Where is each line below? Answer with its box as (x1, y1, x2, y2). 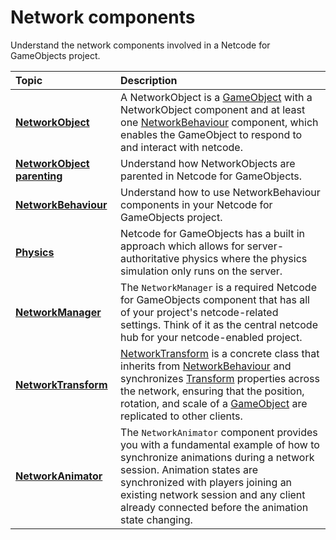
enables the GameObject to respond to (120, 127, 303, 141)
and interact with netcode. (120, 140, 243, 154)
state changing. (120, 512, 193, 526)
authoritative (120, 251, 180, 265)
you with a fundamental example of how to (120, 437, 320, 451)
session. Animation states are (120, 462, 259, 476)
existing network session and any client (120, 487, 306, 501)
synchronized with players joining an (120, 475, 293, 489)
